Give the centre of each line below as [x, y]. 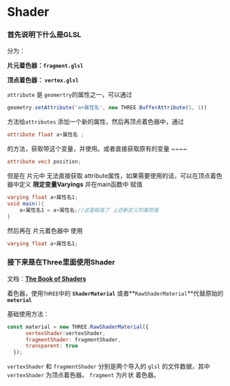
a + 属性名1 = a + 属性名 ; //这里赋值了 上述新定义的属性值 [89, 210]
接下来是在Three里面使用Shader [61, 262]
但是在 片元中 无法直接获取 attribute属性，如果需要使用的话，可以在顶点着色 [115, 176]
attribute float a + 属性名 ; [46, 135]
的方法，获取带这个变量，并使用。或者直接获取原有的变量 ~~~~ [97, 149]
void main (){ [26, 203]
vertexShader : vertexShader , [66, 333]
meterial [20, 300]
